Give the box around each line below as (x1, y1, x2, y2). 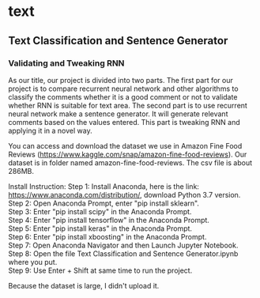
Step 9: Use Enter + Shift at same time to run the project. (8, 266, 193, 275)
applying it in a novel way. (8, 126, 92, 135)
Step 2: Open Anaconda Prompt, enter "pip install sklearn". (8, 198, 200, 208)
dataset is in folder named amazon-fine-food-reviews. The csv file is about (8, 157, 253, 168)
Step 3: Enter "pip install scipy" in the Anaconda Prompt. (8, 206, 192, 216)
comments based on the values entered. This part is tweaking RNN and (8, 117, 241, 126)
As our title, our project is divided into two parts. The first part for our (8, 75, 233, 85)
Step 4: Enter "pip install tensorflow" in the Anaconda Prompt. (8, 215, 209, 224)
